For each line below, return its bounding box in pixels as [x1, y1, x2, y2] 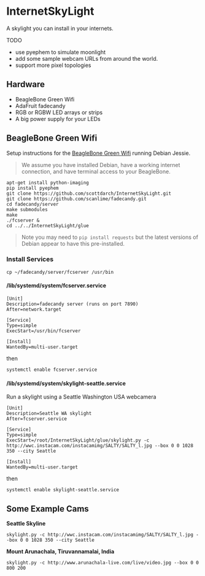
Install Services [6, 255, 54, 263]
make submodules [6, 206, 48, 212]
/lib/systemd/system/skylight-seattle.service [6, 379, 126, 387]
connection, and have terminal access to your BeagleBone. [21, 168, 171, 175]
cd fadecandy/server [6, 201, 60, 207]
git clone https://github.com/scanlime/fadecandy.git [6, 195, 147, 202]
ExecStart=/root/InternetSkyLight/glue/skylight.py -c [6, 437, 150, 443]
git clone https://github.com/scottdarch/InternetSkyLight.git [6, 190, 172, 197]
